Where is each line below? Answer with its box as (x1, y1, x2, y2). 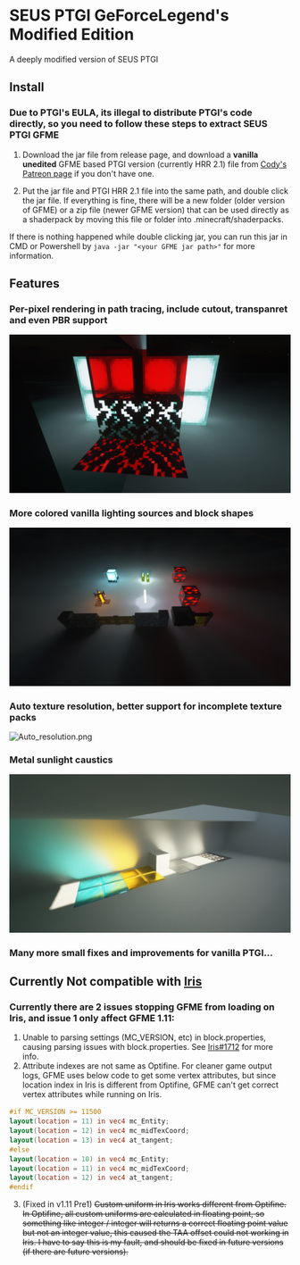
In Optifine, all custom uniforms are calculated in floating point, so (21, 1209, 265, 1219)
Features (9, 276, 60, 291)
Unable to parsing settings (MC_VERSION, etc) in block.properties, (21, 1032, 266, 1043)
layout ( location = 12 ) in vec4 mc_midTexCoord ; (9, 1127, 190, 1136)
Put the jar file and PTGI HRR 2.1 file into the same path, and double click (21, 185, 288, 196)
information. (9, 250, 54, 261)
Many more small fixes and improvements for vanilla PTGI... (9, 946, 274, 959)
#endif (9, 1183, 34, 1192)
